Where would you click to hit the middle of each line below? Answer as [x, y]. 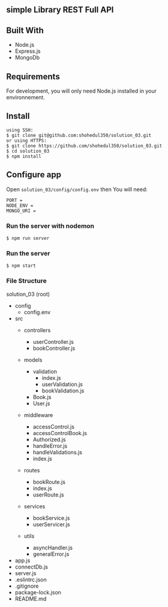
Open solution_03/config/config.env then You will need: [77, 189]
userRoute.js [48, 495]
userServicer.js [51, 524]
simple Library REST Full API [60, 10]
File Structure [26, 281]
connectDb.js [31, 567]
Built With [25, 30]
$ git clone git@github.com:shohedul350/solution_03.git [79, 135]
